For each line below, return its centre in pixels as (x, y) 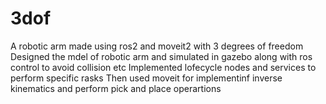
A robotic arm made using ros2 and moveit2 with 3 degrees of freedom (157, 46)
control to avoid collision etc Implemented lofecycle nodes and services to (163, 67)
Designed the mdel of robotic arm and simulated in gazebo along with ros (161, 56)
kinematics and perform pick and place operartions (116, 88)
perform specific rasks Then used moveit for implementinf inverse (146, 78)
